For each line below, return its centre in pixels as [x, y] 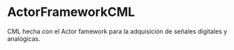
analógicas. [24, 38]
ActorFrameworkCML [71, 12]
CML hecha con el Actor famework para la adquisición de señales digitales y [117, 31]
